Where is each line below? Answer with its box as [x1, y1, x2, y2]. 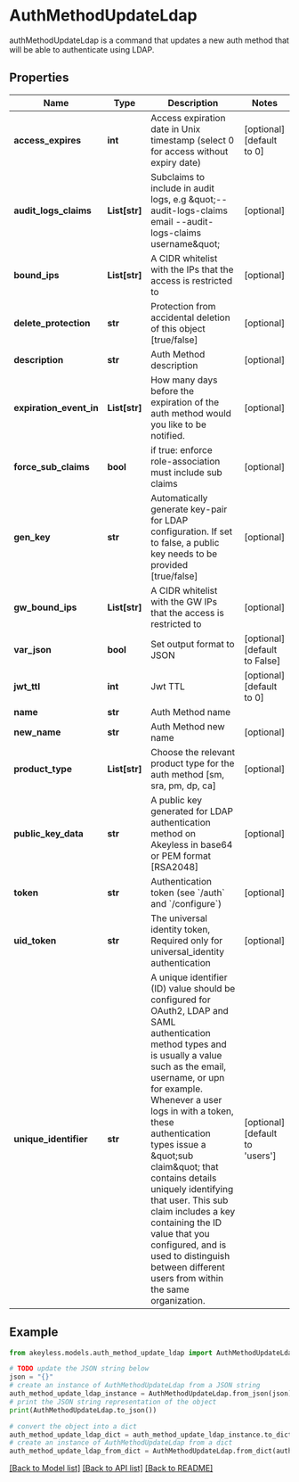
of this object [150, 322, 206, 334]
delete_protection [13, 317, 91, 329]
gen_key [13, 531, 51, 543]
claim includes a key [150, 1205, 236, 1217]
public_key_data [13, 827, 85, 839]
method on [150, 827, 196, 839]
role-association [150, 455, 221, 467]
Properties [9, 70, 69, 86]
